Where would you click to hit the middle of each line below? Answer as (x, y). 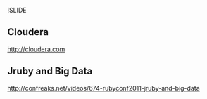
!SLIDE (17, 10)
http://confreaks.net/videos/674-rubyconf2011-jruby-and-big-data (103, 88)
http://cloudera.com (36, 49)
